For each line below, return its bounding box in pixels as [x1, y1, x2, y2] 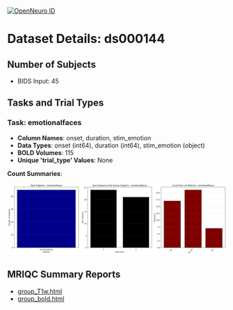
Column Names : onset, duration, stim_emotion [17, 133, 152, 142]
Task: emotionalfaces [7, 118, 82, 128]
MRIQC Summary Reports [7, 268, 121, 281]
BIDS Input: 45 [17, 77, 59, 85]
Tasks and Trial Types [7, 97, 104, 109]
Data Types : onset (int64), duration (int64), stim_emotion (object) [17, 141, 205, 149]
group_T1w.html [17, 287, 63, 295]
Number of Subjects [7, 58, 96, 70]
